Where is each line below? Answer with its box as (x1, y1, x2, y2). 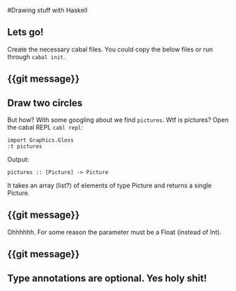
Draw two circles (7, 97, 83, 109)
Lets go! (7, 26, 44, 38)
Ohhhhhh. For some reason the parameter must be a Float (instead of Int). (7, 228, 222, 236)
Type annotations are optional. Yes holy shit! (7, 272, 207, 284)
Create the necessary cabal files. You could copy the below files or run (7, 45, 213, 54)
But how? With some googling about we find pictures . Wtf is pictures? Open (7, 116, 229, 124)
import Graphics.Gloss (7, 137, 74, 144)
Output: (7, 155, 30, 164)
